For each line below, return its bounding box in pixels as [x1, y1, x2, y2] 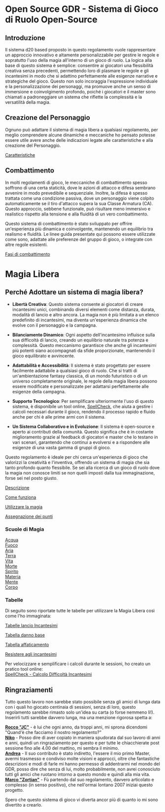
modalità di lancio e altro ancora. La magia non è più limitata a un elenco [12, 311, 159, 317]
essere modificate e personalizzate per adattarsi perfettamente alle [12, 383, 149, 389]
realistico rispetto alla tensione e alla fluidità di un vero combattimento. [5, 211, 149, 217]
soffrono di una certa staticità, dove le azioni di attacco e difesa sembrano [5, 184, 156, 191]
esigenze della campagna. [12, 388, 66, 394]
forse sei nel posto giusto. [5, 475, 58, 481]
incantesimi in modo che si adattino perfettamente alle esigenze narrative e [5, 73, 158, 79]
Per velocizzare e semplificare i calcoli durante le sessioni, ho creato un [5, 661, 151, 667]
